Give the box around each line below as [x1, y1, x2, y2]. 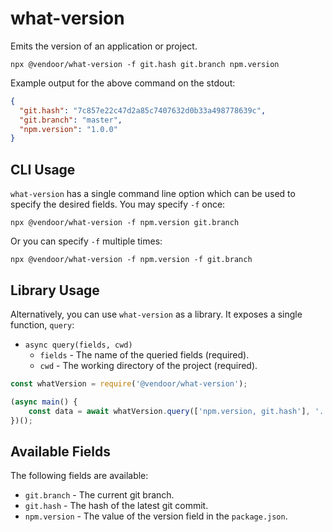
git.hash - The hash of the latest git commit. [24, 500, 209, 512]
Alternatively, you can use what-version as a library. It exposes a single [10, 308, 303, 320]
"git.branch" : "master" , [19, 115, 123, 125]
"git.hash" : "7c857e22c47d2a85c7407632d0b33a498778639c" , [19, 105, 267, 116]
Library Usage [10, 282, 100, 299]
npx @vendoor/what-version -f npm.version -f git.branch [10, 255, 253, 265]
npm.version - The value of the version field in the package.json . [24, 510, 288, 522]
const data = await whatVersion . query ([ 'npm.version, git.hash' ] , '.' [28, 406, 329, 416]
